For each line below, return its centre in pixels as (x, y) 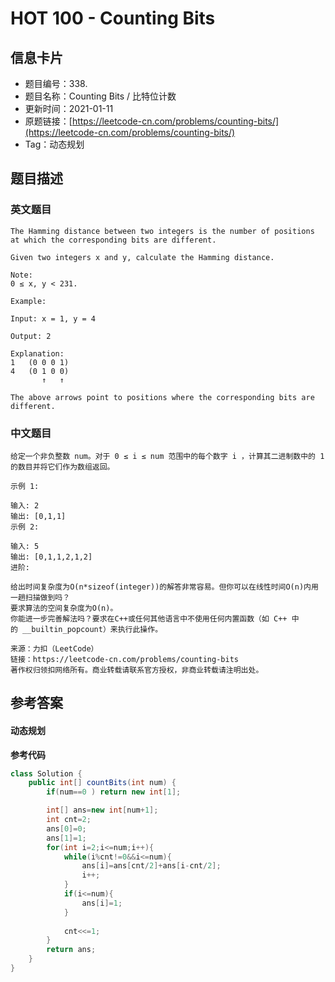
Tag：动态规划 (54, 144)
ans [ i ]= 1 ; (102, 903)
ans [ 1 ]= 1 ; (66, 838)
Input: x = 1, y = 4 (53, 318)
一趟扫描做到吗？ (40, 597)
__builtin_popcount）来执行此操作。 (92, 629)
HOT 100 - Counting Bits (113, 18)
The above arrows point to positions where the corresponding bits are (162, 397)
